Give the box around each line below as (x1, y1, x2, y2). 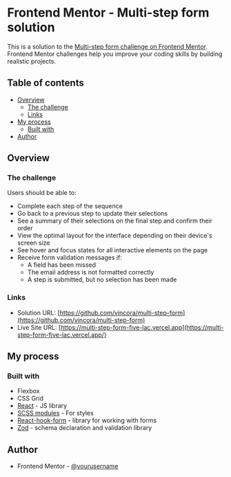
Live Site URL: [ (17, 323, 61, 331)
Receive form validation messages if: (17, 254, 123, 262)
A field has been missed (27, 261, 97, 269)
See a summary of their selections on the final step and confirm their (17, 216, 212, 225)
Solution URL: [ (17, 308, 60, 317)
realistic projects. (7, 57, 57, 65)
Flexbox (17, 387, 40, 395)
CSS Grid (17, 394, 43, 402)
